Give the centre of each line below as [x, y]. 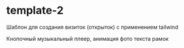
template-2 [35, 10]
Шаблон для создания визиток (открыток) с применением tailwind [92, 27]
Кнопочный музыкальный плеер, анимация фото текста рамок [87, 38]
